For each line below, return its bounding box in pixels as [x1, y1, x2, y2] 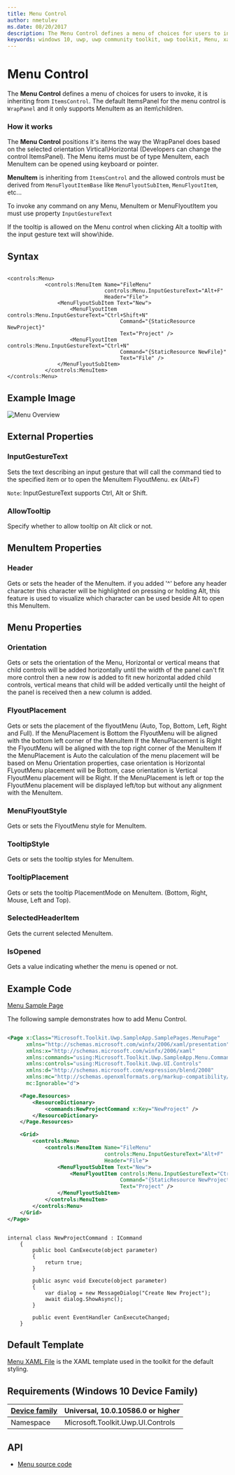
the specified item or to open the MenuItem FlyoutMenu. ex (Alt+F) [7, 475, 200, 483]
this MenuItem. [7, 601, 50, 610]
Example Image [7, 392, 76, 404]
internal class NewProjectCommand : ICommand [7, 1235, 142, 1242]
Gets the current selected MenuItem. [7, 929, 113, 937]
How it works [7, 122, 53, 131]
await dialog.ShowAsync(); [44, 1295, 124, 1302]
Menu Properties [7, 621, 83, 633]
